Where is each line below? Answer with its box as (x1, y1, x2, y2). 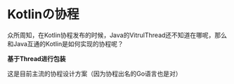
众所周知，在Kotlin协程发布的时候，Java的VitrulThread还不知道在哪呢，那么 (7, 31, 227, 39)
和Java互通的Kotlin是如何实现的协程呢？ (7, 39, 124, 48)
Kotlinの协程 (7, 6, 79, 22)
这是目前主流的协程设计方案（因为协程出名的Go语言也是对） (7, 69, 182, 78)
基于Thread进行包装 (7, 54, 66, 63)
